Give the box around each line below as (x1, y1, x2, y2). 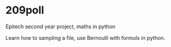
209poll (5, 4, 45, 17)
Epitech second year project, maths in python (5, 23, 116, 30)
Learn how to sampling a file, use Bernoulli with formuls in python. (5, 34, 166, 41)
